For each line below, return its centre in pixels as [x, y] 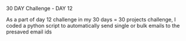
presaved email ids [29, 32]
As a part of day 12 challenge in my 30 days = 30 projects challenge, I [91, 19]
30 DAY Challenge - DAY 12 [39, 8]
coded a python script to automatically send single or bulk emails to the [93, 26]
